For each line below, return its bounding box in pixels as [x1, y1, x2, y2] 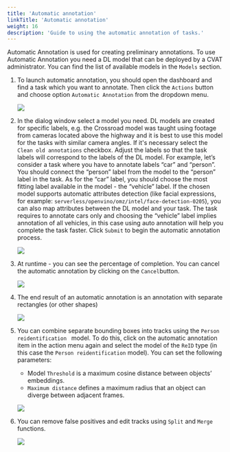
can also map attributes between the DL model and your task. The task [16, 204, 218, 213]
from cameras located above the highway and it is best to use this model [16, 131, 223, 139]
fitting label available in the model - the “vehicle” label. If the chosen [16, 183, 211, 191]
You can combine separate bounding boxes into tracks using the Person [16, 327, 220, 335]
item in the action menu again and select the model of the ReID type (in [16, 341, 218, 350]
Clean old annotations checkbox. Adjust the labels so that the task [16, 146, 207, 155]
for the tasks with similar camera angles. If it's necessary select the [16, 139, 208, 147]
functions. [16, 425, 46, 433]
